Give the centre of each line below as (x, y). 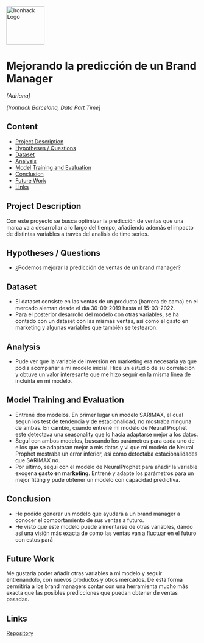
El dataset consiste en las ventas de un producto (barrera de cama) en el (106, 302)
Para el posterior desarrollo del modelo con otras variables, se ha (97, 314)
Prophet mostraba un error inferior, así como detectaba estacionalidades (106, 454)
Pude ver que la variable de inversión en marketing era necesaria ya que (106, 361)
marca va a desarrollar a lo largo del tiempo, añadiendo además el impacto (100, 227)
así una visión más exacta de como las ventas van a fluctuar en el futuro (106, 533)
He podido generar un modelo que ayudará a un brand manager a (98, 514)
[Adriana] (18, 96)
